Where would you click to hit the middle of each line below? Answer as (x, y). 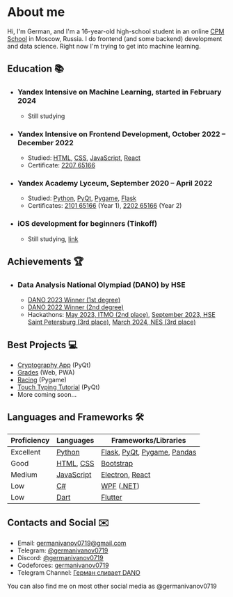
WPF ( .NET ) (120, 486)
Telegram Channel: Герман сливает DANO (79, 572)
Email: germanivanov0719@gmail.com (72, 543)
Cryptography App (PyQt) (54, 365)
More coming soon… (47, 395)
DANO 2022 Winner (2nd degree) (75, 307)
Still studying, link (53, 239)
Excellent (26, 452)
